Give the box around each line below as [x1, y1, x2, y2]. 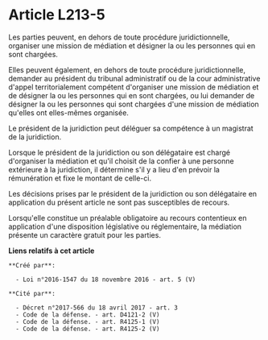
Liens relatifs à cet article [8, 246, 95, 255]
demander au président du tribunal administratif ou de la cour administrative [8, 73, 261, 83]
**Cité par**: [8, 289, 56, 297]
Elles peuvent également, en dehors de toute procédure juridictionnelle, [8, 64, 245, 74]
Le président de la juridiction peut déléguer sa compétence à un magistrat [8, 123, 254, 133]
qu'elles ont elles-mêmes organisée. [8, 107, 129, 118]
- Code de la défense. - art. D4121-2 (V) [15, 310, 160, 319]
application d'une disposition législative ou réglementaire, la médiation [8, 222, 242, 231]
